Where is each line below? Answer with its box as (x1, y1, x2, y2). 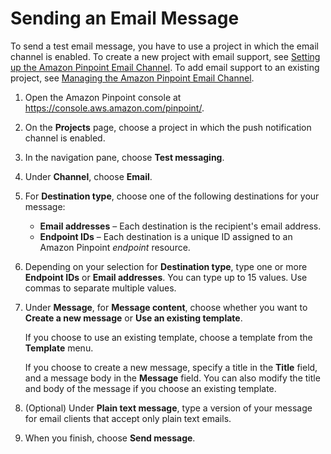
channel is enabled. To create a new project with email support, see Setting (10, 50, 321, 62)
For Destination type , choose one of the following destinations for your (24, 190, 320, 202)
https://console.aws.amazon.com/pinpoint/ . (24, 102, 205, 114)
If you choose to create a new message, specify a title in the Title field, (24, 361, 318, 373)
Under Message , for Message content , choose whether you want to (24, 301, 308, 313)
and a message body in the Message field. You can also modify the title (24, 372, 321, 384)
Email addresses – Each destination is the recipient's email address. (39, 220, 322, 232)
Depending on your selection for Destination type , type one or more (24, 260, 308, 272)
